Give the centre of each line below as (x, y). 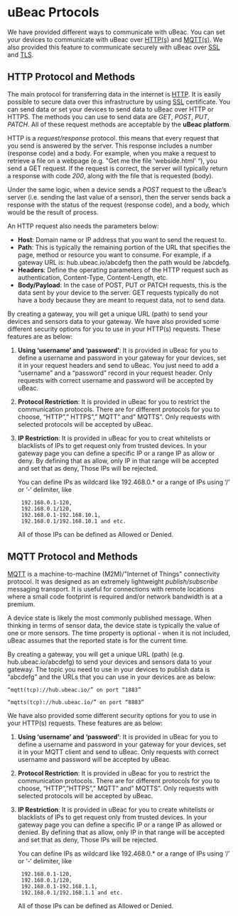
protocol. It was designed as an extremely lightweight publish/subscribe (113, 581)
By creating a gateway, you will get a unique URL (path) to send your (108, 314)
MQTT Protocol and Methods (73, 557)
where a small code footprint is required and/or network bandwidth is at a (115, 596)
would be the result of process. (53, 212)
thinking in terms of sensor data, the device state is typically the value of (114, 625)
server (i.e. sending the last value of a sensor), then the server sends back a (119, 197)
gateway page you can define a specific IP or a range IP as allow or (116, 453)
